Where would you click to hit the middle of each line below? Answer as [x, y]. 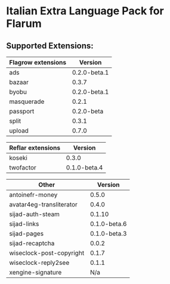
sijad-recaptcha [32, 243]
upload [19, 131]
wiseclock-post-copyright [47, 253]
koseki [18, 158]
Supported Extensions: [50, 46]
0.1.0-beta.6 [108, 224]
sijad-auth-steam [34, 214]
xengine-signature [35, 272]
